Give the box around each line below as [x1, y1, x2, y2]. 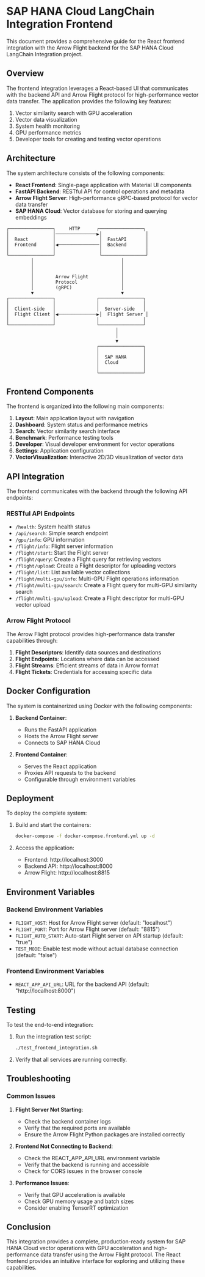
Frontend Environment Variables [6, 966, 105, 975]
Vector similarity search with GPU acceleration [15, 109, 132, 117]
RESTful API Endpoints [6, 509, 75, 518]
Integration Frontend [6, 17, 113, 31]
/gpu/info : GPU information [15, 536, 85, 544]
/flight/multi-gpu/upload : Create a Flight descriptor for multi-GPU [15, 594, 185, 602]
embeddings [15, 213, 47, 221]
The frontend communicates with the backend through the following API [6, 487, 188, 495]
